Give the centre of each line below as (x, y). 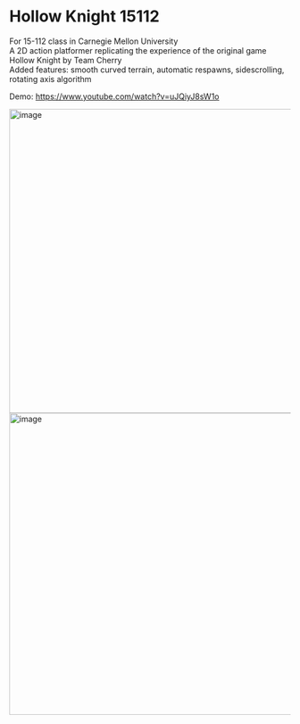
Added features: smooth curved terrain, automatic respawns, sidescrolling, (147, 70)
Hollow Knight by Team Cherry (66, 60)
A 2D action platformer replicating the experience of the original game (138, 50)
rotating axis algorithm (50, 79)
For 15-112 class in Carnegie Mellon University (94, 41)
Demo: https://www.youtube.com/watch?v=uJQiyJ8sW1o (114, 96)
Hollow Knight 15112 (84, 17)
